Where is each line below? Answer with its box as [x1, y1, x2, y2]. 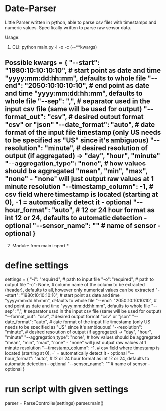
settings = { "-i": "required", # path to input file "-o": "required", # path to [5, 276, 154, 282]
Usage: [5, 34, 20, 40]
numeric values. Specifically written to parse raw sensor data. [5, 24, 131, 30]
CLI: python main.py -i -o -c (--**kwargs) [12, 44, 97, 50]
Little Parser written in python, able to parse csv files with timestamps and [5, 19, 157, 25]
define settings [5, 259, 69, 271]
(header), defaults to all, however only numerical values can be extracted [5, 287, 155, 293]
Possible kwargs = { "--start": [5, 58, 100, 67]
